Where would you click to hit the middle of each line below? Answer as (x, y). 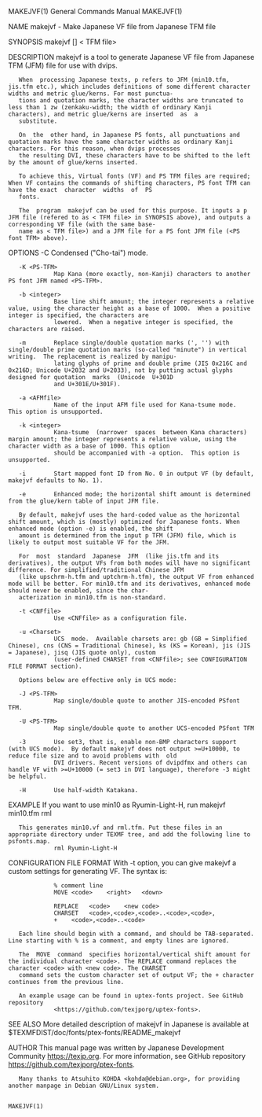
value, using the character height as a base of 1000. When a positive (129, 308)
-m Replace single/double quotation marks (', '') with (124, 343)
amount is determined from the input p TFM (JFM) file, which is (127, 536)
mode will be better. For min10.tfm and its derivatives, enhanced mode (129, 584)
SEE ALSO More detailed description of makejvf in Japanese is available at (129, 1024)
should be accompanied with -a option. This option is (147, 453)
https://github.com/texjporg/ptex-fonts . (71, 1064)
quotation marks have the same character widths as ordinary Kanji (121, 142)
